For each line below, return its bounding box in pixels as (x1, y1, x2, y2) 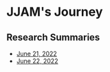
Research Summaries (6, 32, 100, 43)
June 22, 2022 (16, 57, 58, 65)
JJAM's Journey (6, 4, 103, 20)
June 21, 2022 (16, 49, 58, 58)
